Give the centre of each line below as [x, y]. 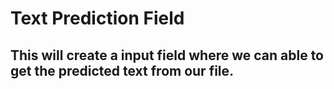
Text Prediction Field [97, 18]
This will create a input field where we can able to [167, 55]
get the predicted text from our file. [122, 70]
